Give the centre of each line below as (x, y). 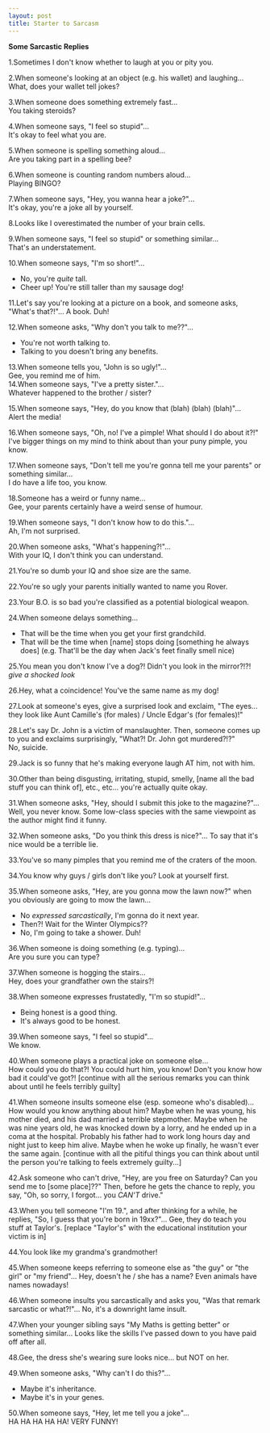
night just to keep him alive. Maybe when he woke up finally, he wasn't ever (134, 1145)
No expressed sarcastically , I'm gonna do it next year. (110, 915)
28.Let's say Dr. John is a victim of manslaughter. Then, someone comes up (134, 730)
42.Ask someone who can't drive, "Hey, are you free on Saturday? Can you (133, 1177)
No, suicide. (28, 747)
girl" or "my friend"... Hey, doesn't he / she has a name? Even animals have (133, 1276)
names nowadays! (39, 1284)
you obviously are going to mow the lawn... (80, 899)
